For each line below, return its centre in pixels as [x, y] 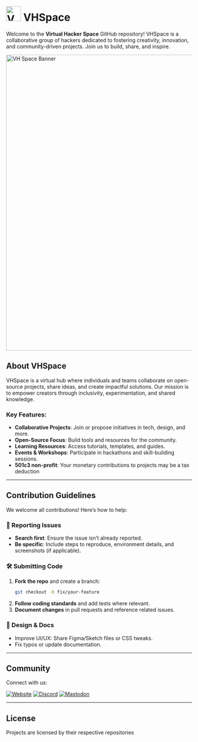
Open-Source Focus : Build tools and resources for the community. [96, 440]
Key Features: [27, 414]
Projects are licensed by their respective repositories [70, 733]
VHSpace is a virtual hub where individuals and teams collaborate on [90, 380]
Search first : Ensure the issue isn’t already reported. [78, 538]
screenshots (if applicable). [48, 551]
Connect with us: [27, 683]
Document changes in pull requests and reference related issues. [95, 610]
